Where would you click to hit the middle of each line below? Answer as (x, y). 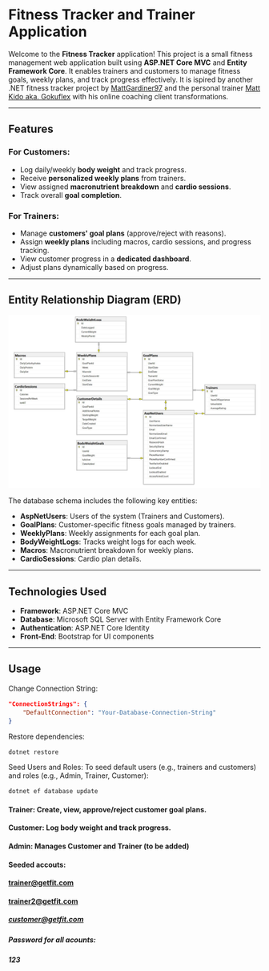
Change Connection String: (53, 688)
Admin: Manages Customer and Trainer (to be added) (99, 846)
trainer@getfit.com (41, 883)
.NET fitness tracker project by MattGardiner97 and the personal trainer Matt (134, 88)
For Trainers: (34, 216)
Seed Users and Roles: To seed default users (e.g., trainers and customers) (132, 768)
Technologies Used (57, 592)
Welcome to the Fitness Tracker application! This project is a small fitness (131, 54)
